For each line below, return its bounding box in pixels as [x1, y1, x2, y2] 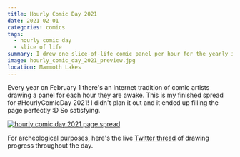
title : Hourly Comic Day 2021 [7, 10, 98, 18]
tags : [7, 30, 24, 38]
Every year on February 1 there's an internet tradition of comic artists [7, 83, 210, 91]
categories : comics [7, 24, 66, 31]
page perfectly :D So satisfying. [7, 106, 101, 114]
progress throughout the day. [7, 141, 94, 150]
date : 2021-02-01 [7, 17, 59, 24]
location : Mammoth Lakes [7, 64, 81, 71]
